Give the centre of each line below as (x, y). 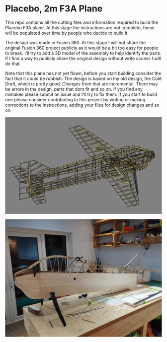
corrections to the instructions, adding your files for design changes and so (82, 105)
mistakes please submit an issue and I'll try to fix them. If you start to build (81, 94)
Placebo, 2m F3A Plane (54, 9)
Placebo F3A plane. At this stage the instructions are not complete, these (80, 27)
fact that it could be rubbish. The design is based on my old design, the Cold (83, 78)
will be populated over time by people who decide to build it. (67, 33)
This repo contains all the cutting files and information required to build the (82, 22)
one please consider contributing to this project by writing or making (75, 99)
